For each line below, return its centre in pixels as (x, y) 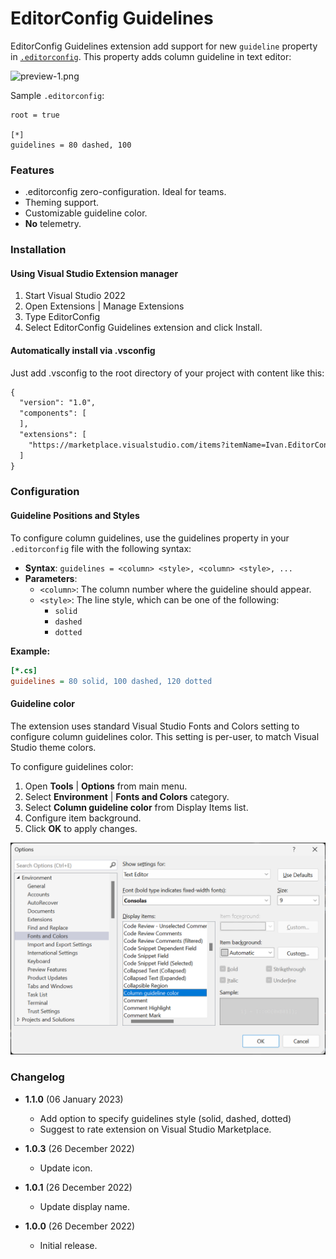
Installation (38, 250)
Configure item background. (83, 818)
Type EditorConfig (62, 317)
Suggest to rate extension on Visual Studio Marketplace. (155, 1129)
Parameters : (51, 578)
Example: (30, 651)
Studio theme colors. (53, 747)
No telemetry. (53, 224)
